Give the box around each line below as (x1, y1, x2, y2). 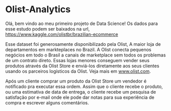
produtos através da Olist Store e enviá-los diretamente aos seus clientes (5, 63, 160, 69)
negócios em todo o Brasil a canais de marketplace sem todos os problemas (5, 52, 166, 58)
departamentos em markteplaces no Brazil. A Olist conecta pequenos (5, 46, 152, 52)
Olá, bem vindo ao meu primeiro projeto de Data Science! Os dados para (5, 20, 158, 26)
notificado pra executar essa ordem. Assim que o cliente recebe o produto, (5, 83, 163, 90)
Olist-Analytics (5, 4, 71, 15)
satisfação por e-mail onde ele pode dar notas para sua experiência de (5, 94, 155, 100)
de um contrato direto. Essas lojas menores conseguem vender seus (5, 57, 150, 63)
